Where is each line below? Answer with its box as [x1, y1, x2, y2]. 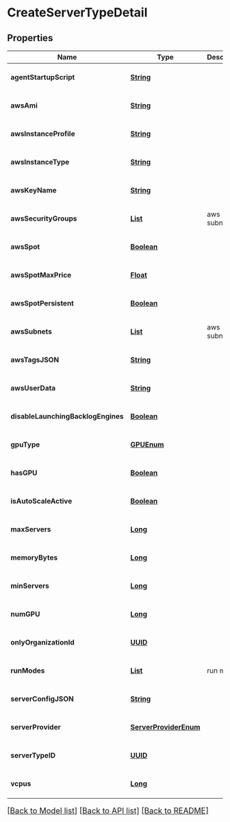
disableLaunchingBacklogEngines [10, 412, 125, 421]
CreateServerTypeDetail [7, 5, 148, 21]
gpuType [10, 440, 40, 449]
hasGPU [10, 468, 38, 477]
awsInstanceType [10, 158, 70, 166]
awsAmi [10, 101, 38, 110]
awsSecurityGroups [10, 214, 77, 223]
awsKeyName [10, 186, 57, 195]
